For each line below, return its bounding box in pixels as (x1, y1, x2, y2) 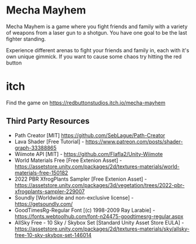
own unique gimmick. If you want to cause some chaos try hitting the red (6, 53, 182, 60)
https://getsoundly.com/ (14, 200, 73, 207)
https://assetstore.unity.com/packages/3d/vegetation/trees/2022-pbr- (14, 181, 185, 188)
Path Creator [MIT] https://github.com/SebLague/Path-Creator (14, 131, 166, 138)
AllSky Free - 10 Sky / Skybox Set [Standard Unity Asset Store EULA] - (14, 219, 184, 226)
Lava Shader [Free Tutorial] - (14, 138, 84, 145)
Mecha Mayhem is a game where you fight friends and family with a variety (6, 23, 188, 30)
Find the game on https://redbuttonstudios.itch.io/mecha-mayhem (6, 99, 166, 106)
